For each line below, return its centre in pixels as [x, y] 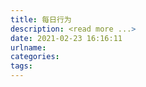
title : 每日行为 [41, 19]
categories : [35, 57]
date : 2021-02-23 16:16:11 [66, 38]
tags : [21, 66]
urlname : [28, 47]
